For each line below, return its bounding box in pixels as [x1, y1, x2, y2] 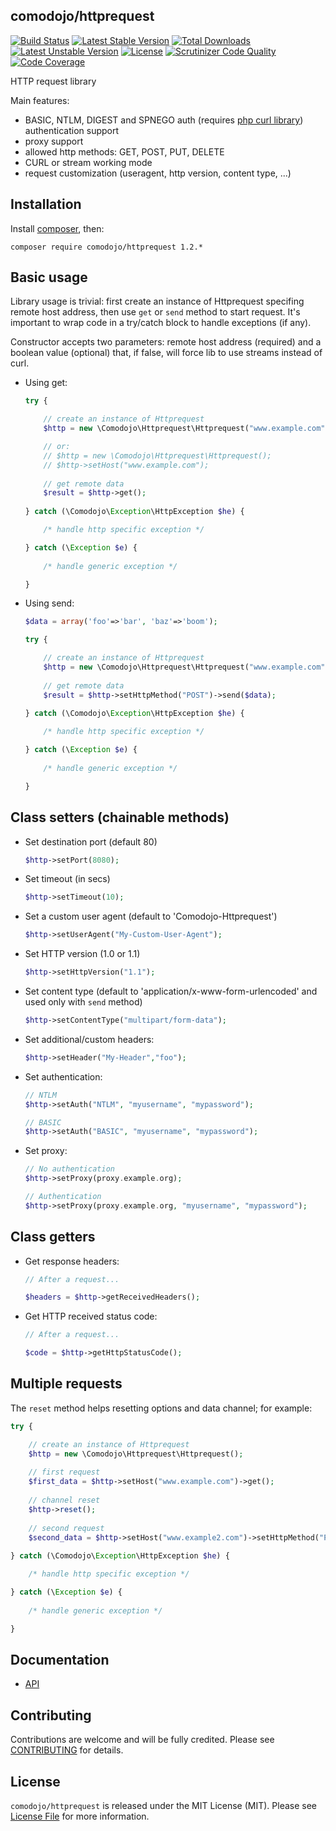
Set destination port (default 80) [24, 835, 158, 848]
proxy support [24, 135, 84, 147]
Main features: [10, 94, 70, 106]
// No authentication [24, 1164, 115, 1174]
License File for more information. [10, 1810, 150, 1822]
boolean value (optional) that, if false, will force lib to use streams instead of [10, 347, 323, 359]
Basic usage [10, 269, 88, 286]
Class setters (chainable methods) [10, 809, 230, 826]
